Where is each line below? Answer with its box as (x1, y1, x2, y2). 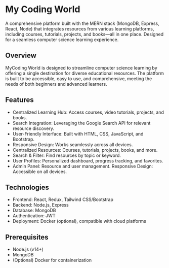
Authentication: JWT (12, 213, 56, 219)
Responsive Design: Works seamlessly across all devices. (12, 141, 133, 148)
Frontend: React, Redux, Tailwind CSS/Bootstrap (12, 196, 114, 203)
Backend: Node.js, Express (12, 202, 69, 208)
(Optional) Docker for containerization (12, 257, 92, 263)
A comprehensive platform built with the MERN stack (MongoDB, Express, (5, 20, 159, 26)
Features (5, 95, 34, 105)
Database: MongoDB (12, 207, 56, 214)
